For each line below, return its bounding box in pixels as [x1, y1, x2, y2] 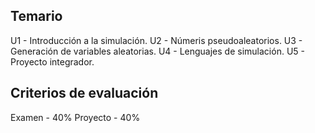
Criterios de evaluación [10, 85, 159, 102]
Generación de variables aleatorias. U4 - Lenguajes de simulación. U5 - [10, 45, 305, 57]
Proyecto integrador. [10, 55, 95, 68]
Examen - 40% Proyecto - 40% [10, 111, 141, 123]
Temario [10, 8, 63, 25]
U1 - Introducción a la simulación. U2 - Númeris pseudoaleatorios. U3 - [10, 34, 303, 46]
